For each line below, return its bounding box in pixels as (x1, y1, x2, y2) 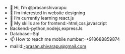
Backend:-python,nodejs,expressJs (9, 26, 83, 31)
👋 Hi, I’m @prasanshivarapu (9, 5, 67, 10)
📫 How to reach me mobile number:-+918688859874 (9, 36, 120, 42)
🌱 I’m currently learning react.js (9, 15, 74, 21)
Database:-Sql (9, 31, 40, 36)
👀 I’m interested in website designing (9, 10, 85, 16)
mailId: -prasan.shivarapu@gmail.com (9, 43, 87, 49)
